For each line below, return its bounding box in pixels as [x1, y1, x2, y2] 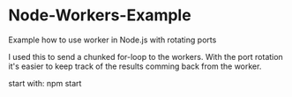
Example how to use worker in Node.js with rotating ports [8, 34, 217, 45]
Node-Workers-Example [8, 5, 191, 26]
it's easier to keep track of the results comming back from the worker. [8, 61, 262, 71]
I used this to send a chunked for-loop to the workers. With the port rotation [8, 51, 283, 62]
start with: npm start [8, 78, 82, 88]
